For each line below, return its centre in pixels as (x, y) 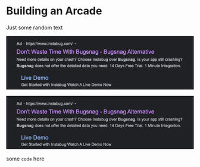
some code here (25, 159)
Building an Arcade (54, 11)
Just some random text (35, 27)
